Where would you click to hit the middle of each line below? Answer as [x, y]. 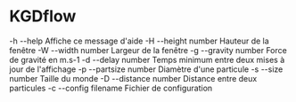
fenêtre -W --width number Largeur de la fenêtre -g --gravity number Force [148, 50]
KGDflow [43, 16]
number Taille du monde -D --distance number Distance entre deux [133, 78]
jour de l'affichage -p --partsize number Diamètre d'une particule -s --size [146, 69]
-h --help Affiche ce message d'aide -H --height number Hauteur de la [139, 41]
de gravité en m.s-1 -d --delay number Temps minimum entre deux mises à [147, 59]
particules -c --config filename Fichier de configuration [111, 88]
